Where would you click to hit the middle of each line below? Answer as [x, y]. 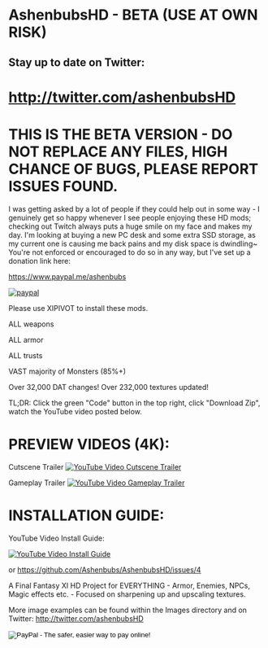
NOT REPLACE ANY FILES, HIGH [118, 151]
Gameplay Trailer [37, 483]
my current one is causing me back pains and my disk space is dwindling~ [133, 243]
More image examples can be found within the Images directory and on [128, 610]
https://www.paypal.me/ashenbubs [67, 276]
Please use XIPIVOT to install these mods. [78, 308]
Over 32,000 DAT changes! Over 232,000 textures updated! [109, 387]
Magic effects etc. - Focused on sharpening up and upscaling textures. [127, 594]
